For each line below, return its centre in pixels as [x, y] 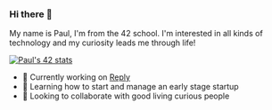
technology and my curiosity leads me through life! [103, 43]
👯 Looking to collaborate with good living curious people [126, 96]
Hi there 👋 [31, 14]
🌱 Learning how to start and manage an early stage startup [130, 87]
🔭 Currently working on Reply [76, 77]
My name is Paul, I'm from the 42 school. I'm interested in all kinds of [136, 34]
